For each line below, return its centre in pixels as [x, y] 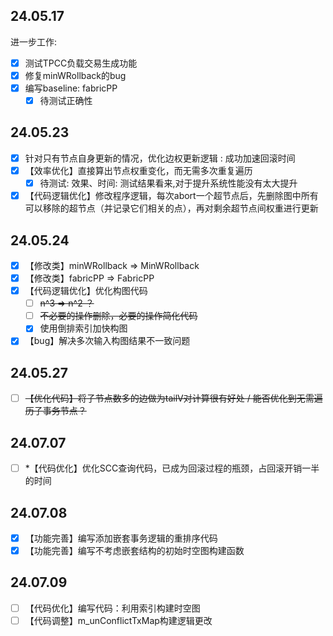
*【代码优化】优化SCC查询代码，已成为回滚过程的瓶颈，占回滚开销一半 [172, 468]
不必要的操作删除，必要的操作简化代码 [118, 316]
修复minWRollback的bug [75, 75]
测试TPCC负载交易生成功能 [81, 63]
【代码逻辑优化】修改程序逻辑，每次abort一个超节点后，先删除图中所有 [171, 196]
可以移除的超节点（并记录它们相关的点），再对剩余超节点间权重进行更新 [171, 208]
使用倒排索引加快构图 [83, 328]
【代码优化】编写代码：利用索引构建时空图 [112, 608]
